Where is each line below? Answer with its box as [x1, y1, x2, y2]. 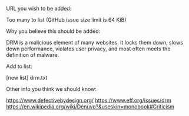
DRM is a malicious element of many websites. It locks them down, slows [6, 39, 184, 46]
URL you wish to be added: [6, 5, 72, 12]
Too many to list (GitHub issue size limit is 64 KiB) [6, 16, 127, 23]
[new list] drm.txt [6, 74, 48, 81]
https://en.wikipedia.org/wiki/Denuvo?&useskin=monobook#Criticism [6, 103, 175, 110]
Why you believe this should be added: [6, 28, 101, 35]
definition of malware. [6, 52, 59, 58]
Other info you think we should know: [6, 86, 97, 93]
